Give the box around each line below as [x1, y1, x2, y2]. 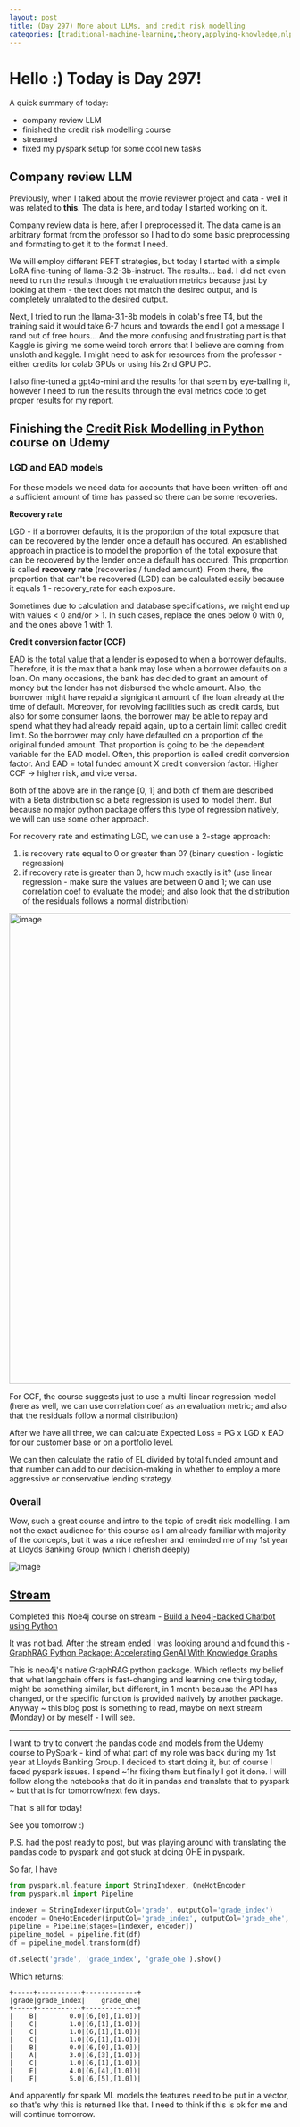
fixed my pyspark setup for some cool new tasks [21, 144, 202, 154]
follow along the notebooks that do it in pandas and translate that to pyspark [9, 1775, 290, 1786]
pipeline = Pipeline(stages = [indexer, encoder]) [9, 1922, 194, 1931]
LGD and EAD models [9, 462, 104, 474]
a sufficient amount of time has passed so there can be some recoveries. [9, 491, 279, 502]
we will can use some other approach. [9, 813, 150, 824]
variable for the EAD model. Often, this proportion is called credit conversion [9, 748, 290, 759]
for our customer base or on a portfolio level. [9, 1437, 174, 1447]
